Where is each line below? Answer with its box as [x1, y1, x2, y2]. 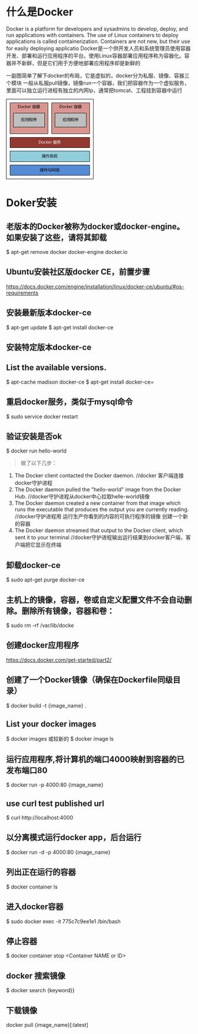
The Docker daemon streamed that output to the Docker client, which [14, 527, 184, 534]
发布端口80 [6, 765, 48, 775]
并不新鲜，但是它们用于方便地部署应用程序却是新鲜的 [11, 60, 140, 67]
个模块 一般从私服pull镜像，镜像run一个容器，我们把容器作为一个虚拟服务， [6, 79, 190, 86]
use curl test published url [6, 798, 104, 808]
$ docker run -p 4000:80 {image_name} [6, 781, 104, 788]
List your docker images [6, 719, 97, 729]
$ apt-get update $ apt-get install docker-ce [6, 323, 114, 331]
